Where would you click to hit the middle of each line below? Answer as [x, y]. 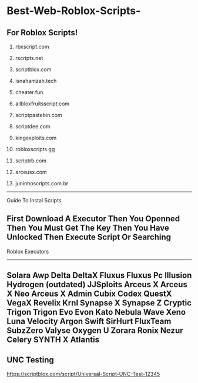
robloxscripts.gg [35, 149]
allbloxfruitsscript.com [42, 104]
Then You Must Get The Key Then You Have [88, 228]
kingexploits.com [36, 138]
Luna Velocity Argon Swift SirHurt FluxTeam [89, 322]
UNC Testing [31, 360]
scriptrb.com [31, 161]
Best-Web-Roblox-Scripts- [74, 11]
